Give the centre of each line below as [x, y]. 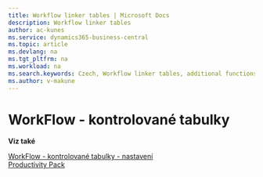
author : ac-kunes [36, 30]
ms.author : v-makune [42, 81]
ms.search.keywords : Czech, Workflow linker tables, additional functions [133, 74]
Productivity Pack [36, 164]
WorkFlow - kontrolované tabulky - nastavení [81, 157]
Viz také [22, 141]
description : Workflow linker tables [70, 23]
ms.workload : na [34, 67]
